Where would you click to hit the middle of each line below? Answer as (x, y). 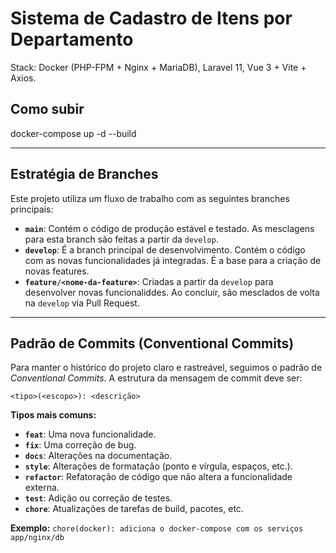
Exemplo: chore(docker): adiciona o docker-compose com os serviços (157, 528)
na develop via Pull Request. (82, 303)
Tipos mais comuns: (53, 415)
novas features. (57, 271)
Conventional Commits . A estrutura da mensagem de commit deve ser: (156, 378)
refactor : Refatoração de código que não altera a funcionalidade (158, 477)
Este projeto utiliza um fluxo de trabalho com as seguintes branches (150, 198)
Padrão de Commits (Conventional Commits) (152, 343)
